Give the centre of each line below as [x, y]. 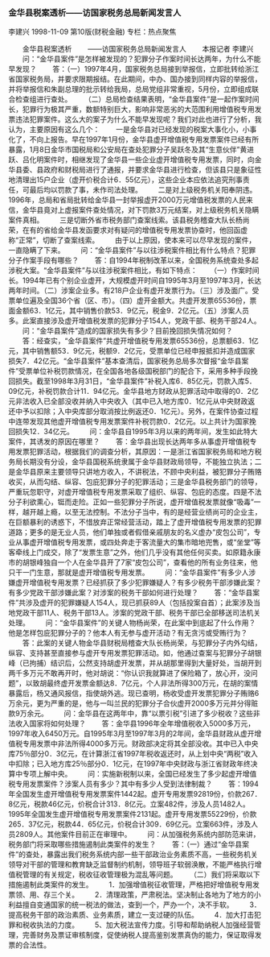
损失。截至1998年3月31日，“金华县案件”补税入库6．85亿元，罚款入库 [130, 381]
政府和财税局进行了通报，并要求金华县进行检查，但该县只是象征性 [152, 170]
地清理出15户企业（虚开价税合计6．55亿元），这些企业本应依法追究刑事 [126, 180]
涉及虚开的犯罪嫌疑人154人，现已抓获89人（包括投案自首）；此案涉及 [139, 603]
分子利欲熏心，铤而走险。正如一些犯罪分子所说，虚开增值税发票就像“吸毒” [131, 502]
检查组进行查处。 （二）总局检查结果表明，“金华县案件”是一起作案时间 [137, 99]
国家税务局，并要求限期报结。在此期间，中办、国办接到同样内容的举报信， [138, 79]
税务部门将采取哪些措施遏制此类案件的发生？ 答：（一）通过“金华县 [125, 844]
